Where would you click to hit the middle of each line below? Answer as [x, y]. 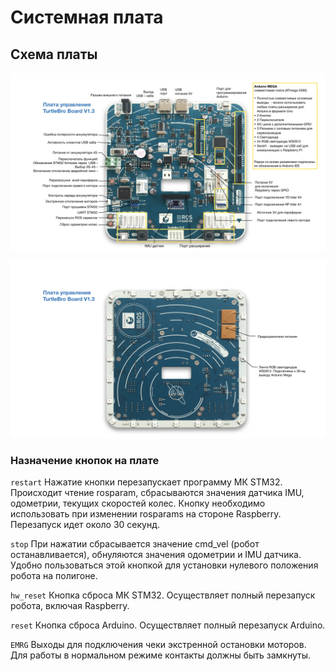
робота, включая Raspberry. [70, 606]
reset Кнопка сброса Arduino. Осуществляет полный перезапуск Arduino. [168, 625]
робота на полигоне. [54, 576]
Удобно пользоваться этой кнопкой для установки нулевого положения [164, 565]
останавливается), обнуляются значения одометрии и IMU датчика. [156, 555]
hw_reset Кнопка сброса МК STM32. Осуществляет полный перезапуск [163, 595]
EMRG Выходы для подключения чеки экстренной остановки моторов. [158, 645]
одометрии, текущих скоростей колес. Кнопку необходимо [138, 503]
